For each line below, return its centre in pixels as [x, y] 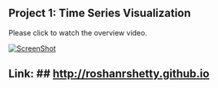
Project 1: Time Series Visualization [100, 13]
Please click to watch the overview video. [78, 32]
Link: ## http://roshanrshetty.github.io [109, 74]
